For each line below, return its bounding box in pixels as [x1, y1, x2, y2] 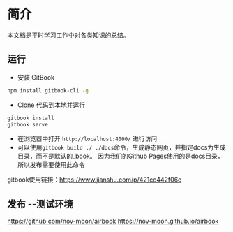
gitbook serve [7, 121, 49, 128]
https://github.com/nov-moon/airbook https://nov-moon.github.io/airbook [7, 217, 219, 226]
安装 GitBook [17, 73, 54, 81]
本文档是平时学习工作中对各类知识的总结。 [7, 31, 130, 39]
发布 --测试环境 [7, 198, 73, 210]
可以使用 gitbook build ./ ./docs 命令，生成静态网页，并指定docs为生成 [17, 143, 226, 152]
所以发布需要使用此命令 [17, 161, 85, 169]
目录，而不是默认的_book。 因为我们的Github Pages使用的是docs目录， [17, 152, 224, 161]
